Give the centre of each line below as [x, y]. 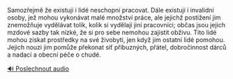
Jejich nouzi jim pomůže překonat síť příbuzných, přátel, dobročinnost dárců [117, 47]
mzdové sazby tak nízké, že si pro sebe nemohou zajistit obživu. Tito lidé [112, 32]
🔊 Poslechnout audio [38, 69]
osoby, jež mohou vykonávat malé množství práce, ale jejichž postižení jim [114, 17]
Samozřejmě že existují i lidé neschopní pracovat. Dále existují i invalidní [111, 10]
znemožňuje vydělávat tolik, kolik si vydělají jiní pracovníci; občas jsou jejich [116, 25]
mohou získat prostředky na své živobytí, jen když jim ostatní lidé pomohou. [116, 40]
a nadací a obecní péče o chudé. [54, 55]
